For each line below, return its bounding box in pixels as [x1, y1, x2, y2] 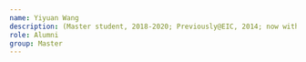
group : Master [9, 38, 64, 48]
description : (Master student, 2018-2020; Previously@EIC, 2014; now [9, 22, 280, 31]
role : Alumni [9, 30, 59, 39]
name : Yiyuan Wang [9, 13, 79, 23]
